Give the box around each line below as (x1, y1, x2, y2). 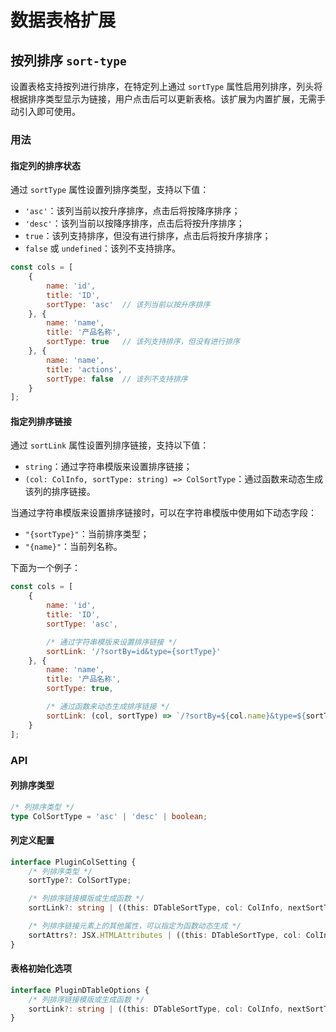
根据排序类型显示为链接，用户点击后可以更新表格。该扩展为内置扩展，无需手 (10, 93, 326, 105)
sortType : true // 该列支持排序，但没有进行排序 (46, 337, 240, 347)
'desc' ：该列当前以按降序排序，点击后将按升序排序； (24, 217, 245, 230)
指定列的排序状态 (10, 159, 81, 171)
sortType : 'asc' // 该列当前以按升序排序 (46, 299, 211, 310)
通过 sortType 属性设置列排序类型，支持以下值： (10, 184, 210, 196)
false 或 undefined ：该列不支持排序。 (24, 242, 181, 255)
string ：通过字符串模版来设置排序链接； (24, 461, 193, 473)
